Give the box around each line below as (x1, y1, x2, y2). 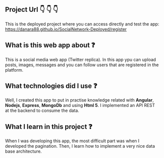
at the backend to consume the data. (5, 107, 79, 113)
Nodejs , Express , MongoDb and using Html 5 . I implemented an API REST (5, 103, 155, 108)
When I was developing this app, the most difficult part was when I (5, 138, 140, 144)
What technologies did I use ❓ (5, 82, 97, 90)
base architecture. (5, 148, 42, 155)
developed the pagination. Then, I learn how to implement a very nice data (5, 143, 155, 149)
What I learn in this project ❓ (5, 122, 93, 131)
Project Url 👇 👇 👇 (5, 5, 59, 14)
